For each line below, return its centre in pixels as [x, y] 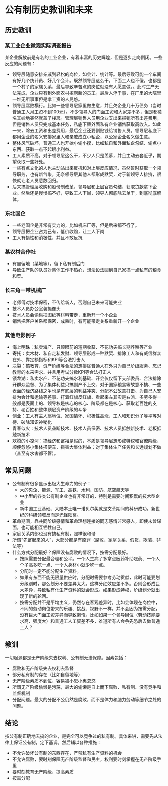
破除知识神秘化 [37, 422]
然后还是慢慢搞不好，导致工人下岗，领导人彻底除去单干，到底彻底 [89, 193]
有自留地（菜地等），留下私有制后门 [48, 264]
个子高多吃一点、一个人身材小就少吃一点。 [64, 565]
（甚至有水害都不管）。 [35, 453]
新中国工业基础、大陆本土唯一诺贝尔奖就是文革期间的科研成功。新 [88, 508]
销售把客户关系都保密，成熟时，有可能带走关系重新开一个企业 [76, 321]
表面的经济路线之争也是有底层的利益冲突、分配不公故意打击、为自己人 [85, 391]
